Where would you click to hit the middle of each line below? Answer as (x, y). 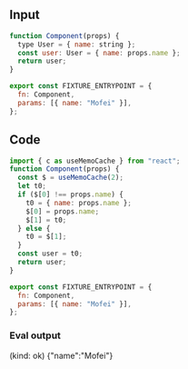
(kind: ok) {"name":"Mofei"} (61, 355)
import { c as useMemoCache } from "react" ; (95, 161)
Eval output (35, 335)
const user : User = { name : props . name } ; (99, 53)
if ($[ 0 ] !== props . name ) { (71, 194)
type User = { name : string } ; (77, 45)
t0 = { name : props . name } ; (79, 203)
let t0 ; (32, 186)
